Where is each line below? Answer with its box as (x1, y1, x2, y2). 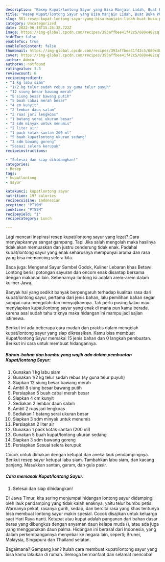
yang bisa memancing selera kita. (5, 255, 73, 261)
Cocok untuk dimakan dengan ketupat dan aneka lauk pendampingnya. (5, 452, 149, 458)
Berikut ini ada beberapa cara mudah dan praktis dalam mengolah (5, 325, 139, 331)
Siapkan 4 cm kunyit (12, 395, 54, 401)
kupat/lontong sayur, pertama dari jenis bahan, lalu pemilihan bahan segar (5, 294, 155, 300)
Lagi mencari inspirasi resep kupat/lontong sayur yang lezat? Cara (5, 234, 139, 240)
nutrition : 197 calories (5, 194, 56, 198)
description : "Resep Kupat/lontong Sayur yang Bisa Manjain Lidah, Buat (5, 7, 157, 12)
